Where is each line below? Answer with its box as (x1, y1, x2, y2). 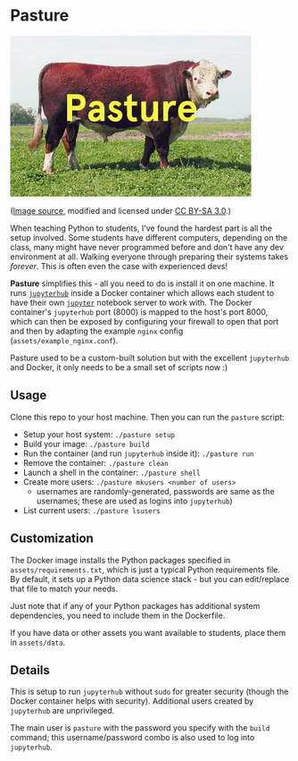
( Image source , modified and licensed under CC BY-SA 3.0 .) (10, 205, 231, 216)
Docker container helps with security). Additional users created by (10, 696, 254, 706)
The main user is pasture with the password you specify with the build (10, 723, 270, 733)
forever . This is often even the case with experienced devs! (10, 260, 228, 271)
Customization (10, 531, 95, 546)
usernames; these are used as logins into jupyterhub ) (36, 495, 233, 506)
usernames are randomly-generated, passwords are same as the (36, 486, 275, 496)
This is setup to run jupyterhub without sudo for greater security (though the (10, 686, 289, 698)
